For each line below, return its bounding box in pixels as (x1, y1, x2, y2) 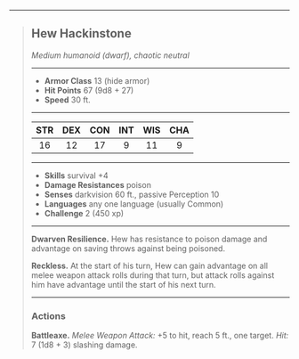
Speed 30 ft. (44, 94, 91, 105)
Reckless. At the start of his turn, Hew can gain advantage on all (30, 260, 269, 271)
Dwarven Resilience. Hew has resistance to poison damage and (30, 233, 268, 244)
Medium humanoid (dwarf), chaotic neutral (30, 50, 190, 61)
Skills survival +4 (44, 170, 109, 181)
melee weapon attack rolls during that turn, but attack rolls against (30, 269, 275, 281)
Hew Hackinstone (30, 26, 132, 41)
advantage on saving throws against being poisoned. (30, 242, 225, 254)
